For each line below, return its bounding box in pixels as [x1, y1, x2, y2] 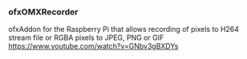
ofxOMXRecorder [8, 6, 79, 18]
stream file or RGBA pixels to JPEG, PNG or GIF [8, 33, 164, 42]
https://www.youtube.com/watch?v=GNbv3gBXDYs [8, 41, 179, 51]
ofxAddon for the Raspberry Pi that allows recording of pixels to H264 [8, 25, 239, 34]
